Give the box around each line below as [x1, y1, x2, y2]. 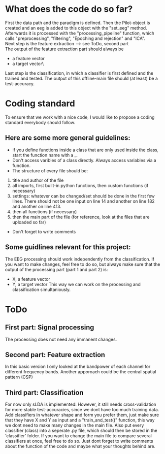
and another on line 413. [12, 203, 62, 209]
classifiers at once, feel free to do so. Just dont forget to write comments [5, 438, 154, 444]
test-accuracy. [5, 80, 35, 87]
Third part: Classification [5, 388, 84, 397]
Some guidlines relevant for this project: [5, 243, 131, 252]
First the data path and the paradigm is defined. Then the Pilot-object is [5, 20, 150, 26]
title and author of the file [12, 177, 64, 183]
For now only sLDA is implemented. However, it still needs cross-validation [5, 401, 157, 407]
